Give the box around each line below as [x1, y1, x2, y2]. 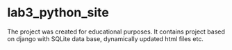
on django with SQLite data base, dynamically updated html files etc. [7, 34, 204, 42]
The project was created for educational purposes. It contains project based [7, 27, 226, 36]
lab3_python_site [7, 5, 109, 21]
